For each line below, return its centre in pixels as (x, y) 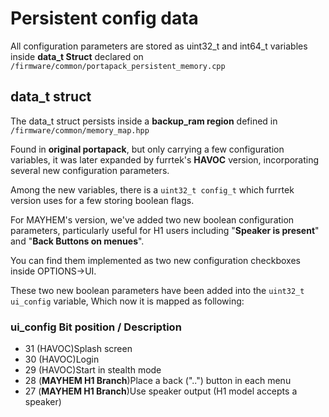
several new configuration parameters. (90, 170)
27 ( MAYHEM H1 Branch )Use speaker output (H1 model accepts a (161, 391)
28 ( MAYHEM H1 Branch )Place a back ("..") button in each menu (158, 381)
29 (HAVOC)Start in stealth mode (93, 370)
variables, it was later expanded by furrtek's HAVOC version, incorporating (165, 159)
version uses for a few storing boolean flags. (102, 200)
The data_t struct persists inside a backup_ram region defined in (144, 121)
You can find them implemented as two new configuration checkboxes (155, 260)
